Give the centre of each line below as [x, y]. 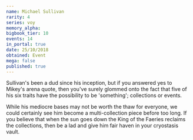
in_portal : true [26, 45]
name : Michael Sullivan [35, 11]
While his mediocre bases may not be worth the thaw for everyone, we [92, 107]
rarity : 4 [18, 17]
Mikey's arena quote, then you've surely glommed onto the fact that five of [96, 89]
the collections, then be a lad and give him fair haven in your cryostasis [92, 126]
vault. [13, 132]
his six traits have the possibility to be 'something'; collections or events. [94, 95]
